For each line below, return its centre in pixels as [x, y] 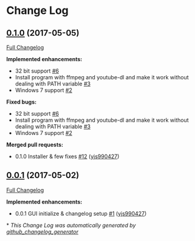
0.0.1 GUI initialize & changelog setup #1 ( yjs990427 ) [81, 213]
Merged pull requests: [35, 145]
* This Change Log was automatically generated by [71, 225]
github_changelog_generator [43, 231]
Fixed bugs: [22, 102]
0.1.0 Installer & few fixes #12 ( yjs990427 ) [67, 156]
